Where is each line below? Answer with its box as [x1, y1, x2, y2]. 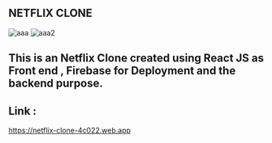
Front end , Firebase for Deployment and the [8, 64, 236, 78]
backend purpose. [8, 77, 103, 90]
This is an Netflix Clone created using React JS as [8, 52, 265, 65]
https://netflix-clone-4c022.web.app [8, 125, 132, 136]
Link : [8, 104, 37, 118]
